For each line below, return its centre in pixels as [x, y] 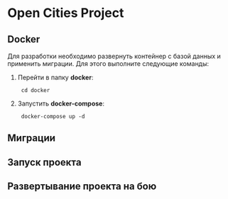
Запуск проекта [44, 162]
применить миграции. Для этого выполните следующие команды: [108, 64]
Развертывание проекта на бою [82, 187]
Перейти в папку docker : [55, 77]
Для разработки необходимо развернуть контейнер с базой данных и [114, 56]
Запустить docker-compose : [61, 103]
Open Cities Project [66, 13]
